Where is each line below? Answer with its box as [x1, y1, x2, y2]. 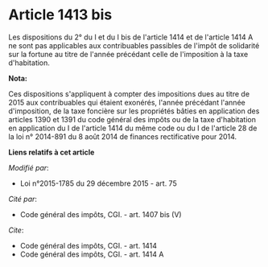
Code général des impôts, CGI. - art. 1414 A [19, 249, 164, 259]
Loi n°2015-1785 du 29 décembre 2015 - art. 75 [19, 179, 177, 188]
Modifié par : [8, 162, 50, 172]
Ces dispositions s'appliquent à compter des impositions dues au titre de [8, 88, 250, 98]
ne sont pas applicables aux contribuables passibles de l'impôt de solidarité [8, 40, 260, 50]
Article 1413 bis [8, 6, 113, 24]
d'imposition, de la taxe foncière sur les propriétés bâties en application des [8, 106, 260, 116]
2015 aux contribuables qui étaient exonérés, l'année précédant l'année [8, 97, 245, 107]
